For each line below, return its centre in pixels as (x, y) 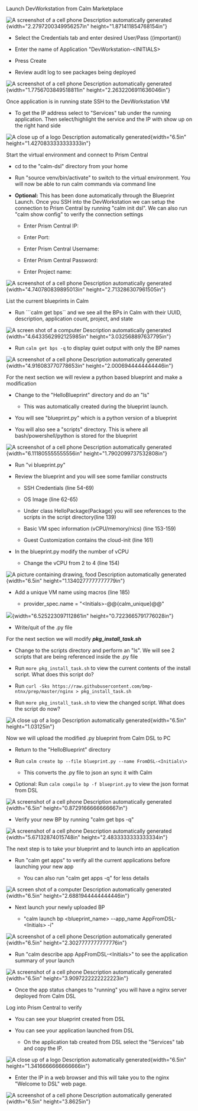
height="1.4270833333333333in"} (48, 143)
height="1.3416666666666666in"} (48, 1066)
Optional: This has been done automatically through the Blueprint (95, 195)
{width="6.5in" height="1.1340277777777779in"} (66, 581)
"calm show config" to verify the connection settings (79, 214)
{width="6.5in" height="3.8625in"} (48, 1102)
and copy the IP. (43, 1048)
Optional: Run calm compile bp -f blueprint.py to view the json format (102, 784)
